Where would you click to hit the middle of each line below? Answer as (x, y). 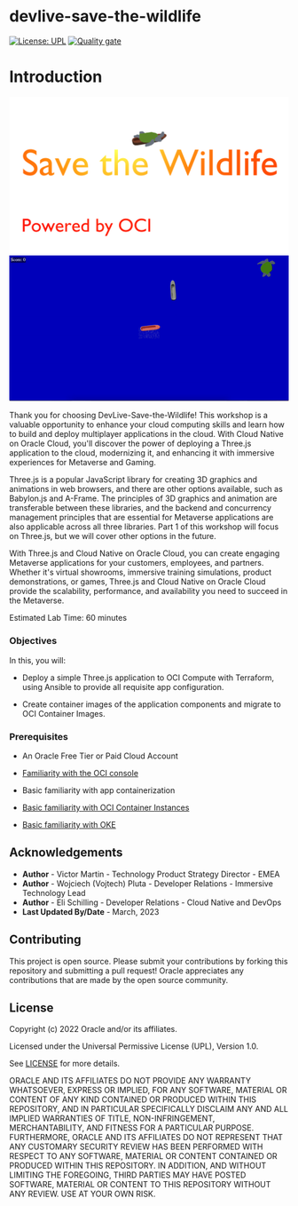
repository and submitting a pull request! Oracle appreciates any (126, 971)
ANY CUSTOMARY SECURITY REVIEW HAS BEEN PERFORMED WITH (136, 1146)
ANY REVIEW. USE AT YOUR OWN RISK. (82, 1194)
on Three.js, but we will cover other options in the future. (113, 536)
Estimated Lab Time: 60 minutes (68, 618)
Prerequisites (39, 736)
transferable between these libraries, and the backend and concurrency (141, 508)
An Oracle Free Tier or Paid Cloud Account (100, 756)
